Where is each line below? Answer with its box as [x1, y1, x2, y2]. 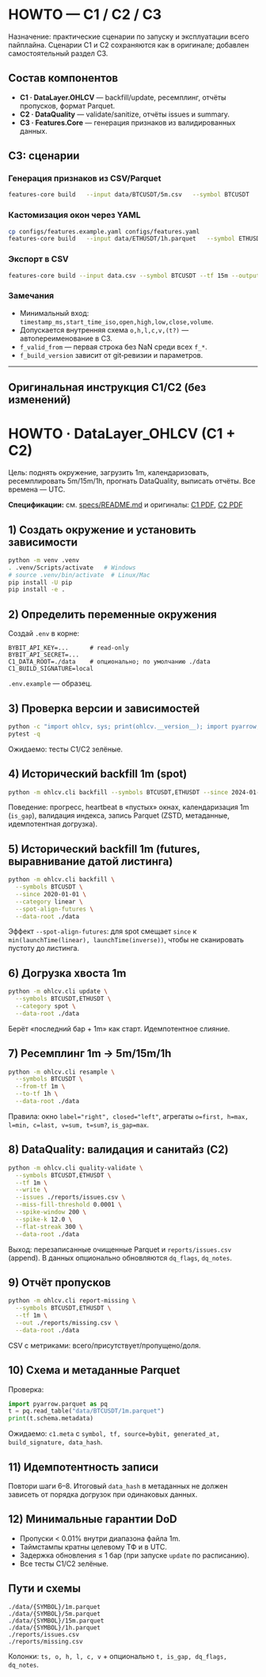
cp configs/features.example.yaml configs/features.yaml [8, 227, 200, 235]
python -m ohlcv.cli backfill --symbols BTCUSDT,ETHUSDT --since [8, 788, 228, 797]
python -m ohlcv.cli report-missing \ [8, 1297, 136, 1305]
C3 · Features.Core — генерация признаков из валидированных [19, 117, 236, 127]
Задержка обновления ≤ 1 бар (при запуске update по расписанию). [19, 1550, 249, 1560]
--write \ [15, 1186, 47, 1194]
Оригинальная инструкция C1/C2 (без [8, 381, 207, 394]
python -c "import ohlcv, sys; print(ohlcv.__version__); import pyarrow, [8, 722, 260, 730]
